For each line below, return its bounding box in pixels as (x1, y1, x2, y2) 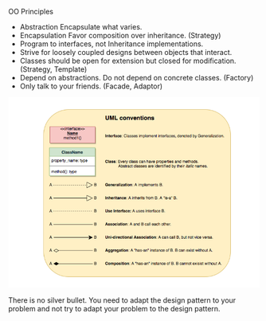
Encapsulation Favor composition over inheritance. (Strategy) (19, 31, 221, 40)
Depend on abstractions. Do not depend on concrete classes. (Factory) (19, 73, 254, 82)
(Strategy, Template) (19, 65, 88, 74)
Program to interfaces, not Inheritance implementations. (19, 39, 204, 49)
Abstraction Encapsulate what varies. (19, 22, 143, 31)
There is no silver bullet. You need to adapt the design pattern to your (8, 296, 237, 305)
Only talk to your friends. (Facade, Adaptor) (19, 81, 163, 91)
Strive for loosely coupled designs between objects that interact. (19, 48, 233, 57)
